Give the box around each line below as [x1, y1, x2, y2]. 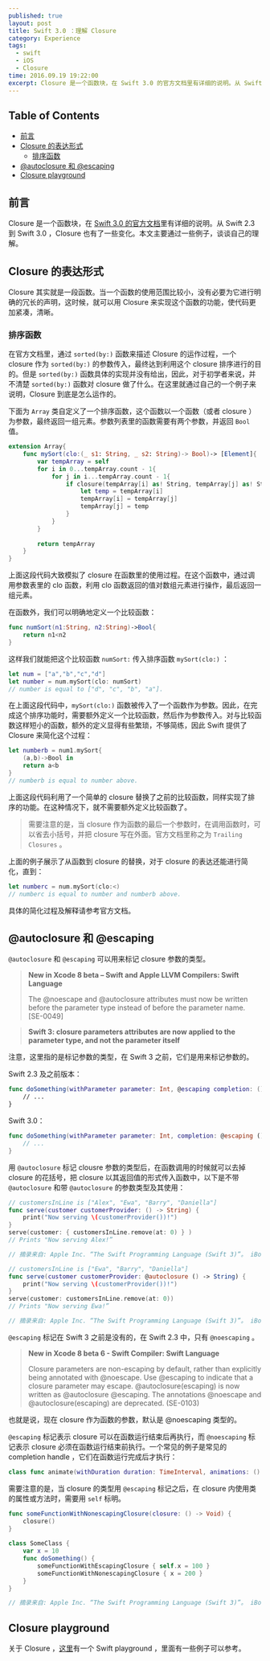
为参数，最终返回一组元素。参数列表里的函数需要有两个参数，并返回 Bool [8, 416, 251, 426]
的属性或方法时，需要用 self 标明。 [8, 1493, 126, 1503]
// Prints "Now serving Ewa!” [8, 1302, 110, 1310]
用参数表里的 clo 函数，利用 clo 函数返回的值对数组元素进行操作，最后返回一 [8, 580, 262, 590]
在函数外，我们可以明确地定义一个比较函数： [8, 608, 157, 617]
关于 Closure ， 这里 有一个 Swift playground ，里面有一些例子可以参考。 [8, 1643, 247, 1653]
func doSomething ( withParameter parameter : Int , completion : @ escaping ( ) [8, 1132, 264, 1140]
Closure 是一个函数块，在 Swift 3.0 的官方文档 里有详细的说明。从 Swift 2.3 [8, 219, 256, 228]
